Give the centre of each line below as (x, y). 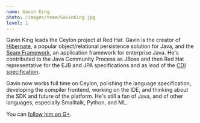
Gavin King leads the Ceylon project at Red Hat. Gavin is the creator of (93, 40)
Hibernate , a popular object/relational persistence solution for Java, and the (100, 46)
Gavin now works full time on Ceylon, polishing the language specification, (99, 83)
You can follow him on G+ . (39, 114)
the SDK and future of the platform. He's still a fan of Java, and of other (95, 96)
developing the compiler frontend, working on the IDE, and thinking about (97, 90)
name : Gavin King (28, 12)
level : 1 (17, 23)
